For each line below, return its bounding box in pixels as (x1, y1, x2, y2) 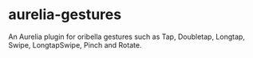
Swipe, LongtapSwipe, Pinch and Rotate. (8, 40, 142, 49)
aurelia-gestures (8, 6, 122, 24)
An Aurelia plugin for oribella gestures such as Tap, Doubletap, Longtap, (8, 32, 246, 41)
